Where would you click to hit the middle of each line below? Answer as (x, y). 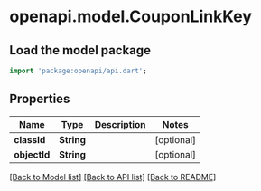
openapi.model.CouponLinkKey (131, 17)
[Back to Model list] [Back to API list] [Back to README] (113, 177)
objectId (32, 154)
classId (30, 139)
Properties (40, 99)
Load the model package (80, 50)
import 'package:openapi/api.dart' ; (78, 71)
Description (120, 124)
